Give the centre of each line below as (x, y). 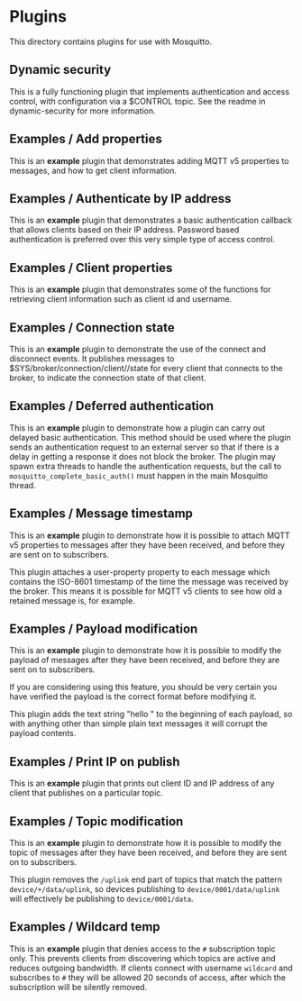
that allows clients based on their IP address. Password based (124, 230)
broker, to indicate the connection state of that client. (108, 378)
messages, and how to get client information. (93, 170)
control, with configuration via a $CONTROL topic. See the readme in (137, 101)
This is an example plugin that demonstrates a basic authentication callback (151, 220)
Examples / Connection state (92, 328)
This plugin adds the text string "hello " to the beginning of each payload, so (151, 714)
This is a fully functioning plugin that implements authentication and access (150, 91)
